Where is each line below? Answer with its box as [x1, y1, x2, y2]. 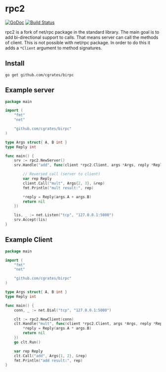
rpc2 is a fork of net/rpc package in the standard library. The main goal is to [5, 29, 160, 35]
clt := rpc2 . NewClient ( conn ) [14, 316, 74, 322]
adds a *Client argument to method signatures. [5, 45, 102, 51]
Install [5, 59, 25, 68]
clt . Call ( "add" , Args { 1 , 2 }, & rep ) [14, 353, 87, 358]
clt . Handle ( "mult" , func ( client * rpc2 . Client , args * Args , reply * [14, 321, 156, 326]
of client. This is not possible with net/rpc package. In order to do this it [5, 39, 151, 45]
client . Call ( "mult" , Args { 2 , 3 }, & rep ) [23, 181, 105, 186]
